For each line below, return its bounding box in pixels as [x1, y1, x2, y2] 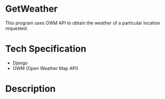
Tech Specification [5, 43, 86, 55]
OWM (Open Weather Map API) [12, 65, 79, 71]
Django [12, 59, 28, 66]
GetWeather [5, 3, 58, 15]
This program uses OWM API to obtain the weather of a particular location [5, 20, 160, 26]
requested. [5, 25, 28, 31]
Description [5, 83, 56, 94]
